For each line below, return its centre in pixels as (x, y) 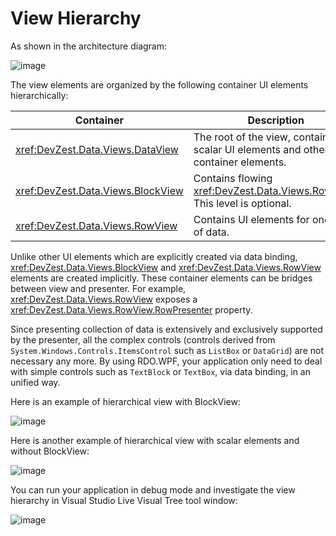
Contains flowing (233, 178)
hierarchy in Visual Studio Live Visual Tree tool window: (124, 500)
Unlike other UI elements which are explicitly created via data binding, (154, 256)
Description (276, 120)
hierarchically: (39, 95)
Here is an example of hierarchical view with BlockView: (125, 401)
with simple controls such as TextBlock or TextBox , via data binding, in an (160, 371)
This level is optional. (242, 203)
